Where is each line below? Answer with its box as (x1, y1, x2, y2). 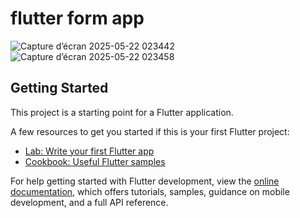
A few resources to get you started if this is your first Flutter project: (10, 125, 290, 137)
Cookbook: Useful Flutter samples (24, 155, 166, 167)
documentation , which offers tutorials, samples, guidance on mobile (10, 185, 290, 197)
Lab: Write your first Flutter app (24, 145, 155, 157)
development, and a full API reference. (10, 196, 169, 208)
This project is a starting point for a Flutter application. (10, 106, 234, 118)
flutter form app (10, 7, 145, 30)
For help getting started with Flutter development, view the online (10, 175, 280, 187)
